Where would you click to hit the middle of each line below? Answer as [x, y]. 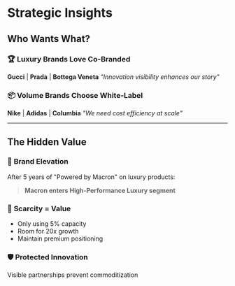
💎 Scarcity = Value [39, 208]
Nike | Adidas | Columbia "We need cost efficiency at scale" [95, 113]
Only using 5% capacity [52, 224]
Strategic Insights [60, 13]
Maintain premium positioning [60, 238]
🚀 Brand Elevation [38, 162]
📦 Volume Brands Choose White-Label [75, 95]
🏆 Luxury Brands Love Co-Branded [69, 59]
